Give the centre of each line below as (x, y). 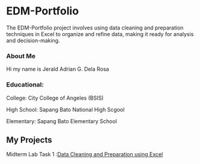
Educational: (25, 85)
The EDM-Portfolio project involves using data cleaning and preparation (95, 28)
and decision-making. (33, 40)
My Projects (29, 140)
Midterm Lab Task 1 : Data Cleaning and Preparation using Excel (85, 154)
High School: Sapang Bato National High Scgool (65, 109)
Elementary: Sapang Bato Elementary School (62, 121)
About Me (21, 56)
